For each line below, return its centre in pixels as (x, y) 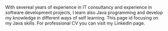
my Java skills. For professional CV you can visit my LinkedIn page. (75, 23)
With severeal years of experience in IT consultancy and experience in (79, 7)
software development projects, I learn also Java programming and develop (84, 12)
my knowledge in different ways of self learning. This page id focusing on (82, 18)
